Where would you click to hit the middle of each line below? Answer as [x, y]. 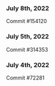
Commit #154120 [27, 21]
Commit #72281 [25, 78]
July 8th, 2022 [27, 8]
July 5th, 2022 [27, 37]
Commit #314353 [27, 49]
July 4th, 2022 [28, 65]
